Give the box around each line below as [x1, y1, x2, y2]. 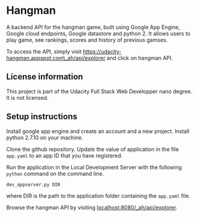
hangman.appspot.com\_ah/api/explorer [6, 54, 106, 61]
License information [6, 72, 83, 82]
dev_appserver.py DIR [6, 182, 61, 188]
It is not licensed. [6, 94, 49, 101]
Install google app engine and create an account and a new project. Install [6, 127, 190, 135]
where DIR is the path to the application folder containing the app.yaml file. [6, 192, 191, 199]
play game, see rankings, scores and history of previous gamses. [6, 36, 168, 43]
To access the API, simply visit [6, 47, 82, 55]
